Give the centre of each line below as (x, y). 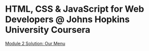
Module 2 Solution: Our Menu (35, 43)
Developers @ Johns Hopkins (68, 19)
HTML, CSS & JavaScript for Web (75, 9)
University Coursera (48, 30)
